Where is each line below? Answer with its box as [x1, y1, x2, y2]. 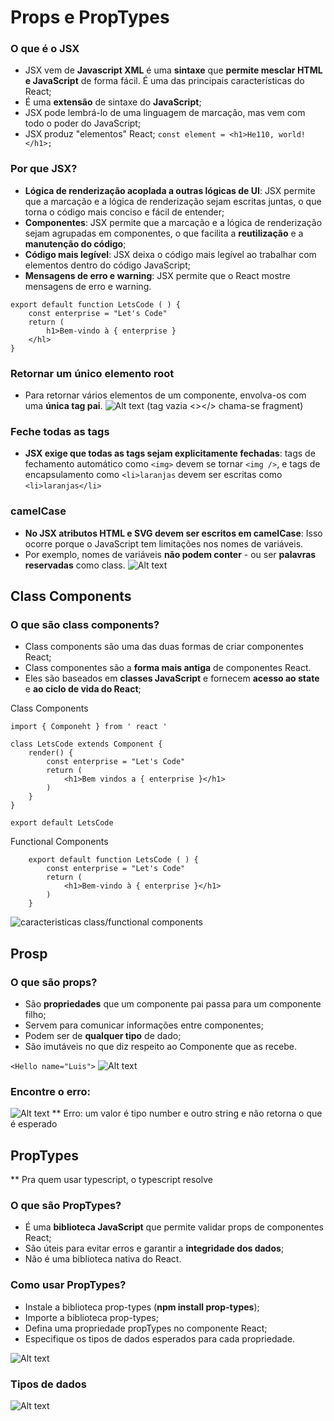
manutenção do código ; [24, 237, 127, 250]
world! [278, 130, 307, 140]
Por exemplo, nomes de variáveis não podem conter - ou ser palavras [24, 548, 317, 560]
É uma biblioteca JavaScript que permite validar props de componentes [24, 1221, 324, 1233]
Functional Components [10, 836, 109, 848]
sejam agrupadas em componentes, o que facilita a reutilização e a [24, 227, 304, 239]
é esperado [10, 1118, 58, 1130]
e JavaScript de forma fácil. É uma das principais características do [24, 75, 305, 87]
